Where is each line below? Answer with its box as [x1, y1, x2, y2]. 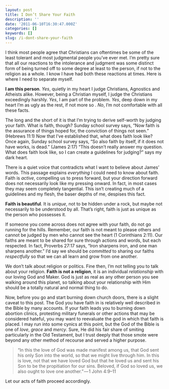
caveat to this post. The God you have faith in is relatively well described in [5, 299, 160, 305]
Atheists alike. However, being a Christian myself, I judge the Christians [5, 91, 152, 97]
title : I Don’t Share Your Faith [5, 12, 75, 17]
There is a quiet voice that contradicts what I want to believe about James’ [5, 164, 159, 170]
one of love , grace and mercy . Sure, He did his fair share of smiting [5, 326, 144, 333]
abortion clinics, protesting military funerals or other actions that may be [5, 310, 155, 316]
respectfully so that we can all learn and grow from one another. [5, 253, 138, 260]
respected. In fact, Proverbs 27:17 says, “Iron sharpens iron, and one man [5, 242, 157, 248]
